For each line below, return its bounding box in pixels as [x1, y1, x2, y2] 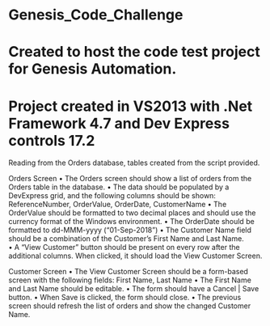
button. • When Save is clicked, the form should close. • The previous [8, 293, 242, 303]
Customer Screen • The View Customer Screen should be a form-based [8, 267, 249, 277]
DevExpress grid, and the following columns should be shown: [8, 191, 217, 201]
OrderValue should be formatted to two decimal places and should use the [8, 208, 256, 218]
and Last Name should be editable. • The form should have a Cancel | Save [8, 284, 259, 294]
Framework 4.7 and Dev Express [8, 114, 230, 133]
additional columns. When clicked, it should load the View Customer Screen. [8, 251, 263, 260]
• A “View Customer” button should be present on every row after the [8, 243, 240, 252]
